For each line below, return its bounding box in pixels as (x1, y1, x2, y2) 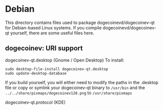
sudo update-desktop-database (5, 71, 67, 76)
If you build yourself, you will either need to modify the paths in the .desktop (5, 79, 159, 85)
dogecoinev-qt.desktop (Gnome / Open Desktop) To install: (5, 57, 125, 63)
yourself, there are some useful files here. (10, 30, 94, 36)
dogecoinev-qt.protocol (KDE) (5, 99, 66, 105)
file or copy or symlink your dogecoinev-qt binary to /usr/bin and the (5, 85, 145, 90)
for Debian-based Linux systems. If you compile (5, 24, 102, 30)
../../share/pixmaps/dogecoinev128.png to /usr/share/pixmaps (5, 89, 132, 96)
